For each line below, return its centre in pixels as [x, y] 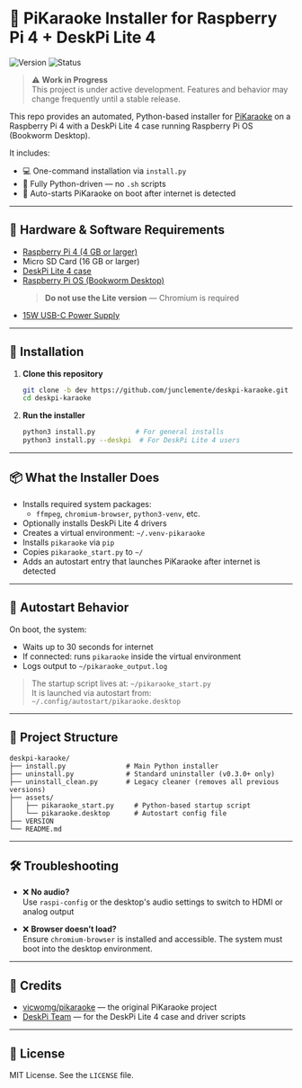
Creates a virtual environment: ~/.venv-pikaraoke [113, 532]
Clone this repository [62, 373]
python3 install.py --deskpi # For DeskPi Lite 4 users [131, 441]
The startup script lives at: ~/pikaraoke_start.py [121, 683]
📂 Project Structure [64, 738]
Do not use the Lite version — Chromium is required [142, 298]
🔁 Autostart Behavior [69, 607]
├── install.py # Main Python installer [114, 766]
